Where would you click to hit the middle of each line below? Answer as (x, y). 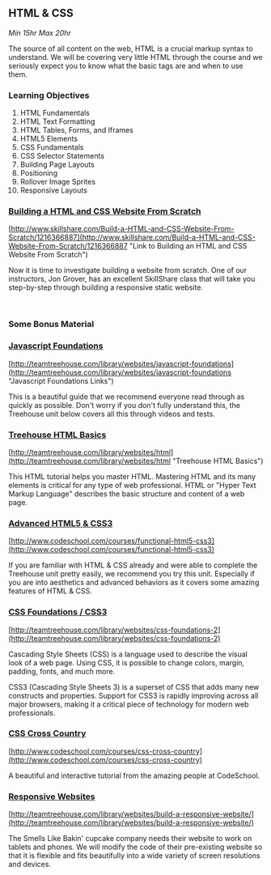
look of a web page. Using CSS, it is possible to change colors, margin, (127, 662)
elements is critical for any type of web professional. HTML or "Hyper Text (132, 485)
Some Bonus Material (51, 325)
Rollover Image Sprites (57, 182)
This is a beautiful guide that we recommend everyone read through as (127, 397)
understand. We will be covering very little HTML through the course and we (135, 57)
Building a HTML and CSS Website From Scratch (105, 211)
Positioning (39, 173)
